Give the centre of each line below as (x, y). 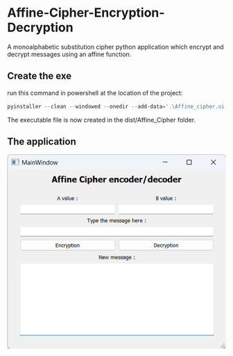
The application (42, 141)
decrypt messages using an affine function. (69, 54)
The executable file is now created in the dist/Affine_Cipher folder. (102, 120)
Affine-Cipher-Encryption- (86, 13)
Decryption (41, 27)
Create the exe (40, 76)
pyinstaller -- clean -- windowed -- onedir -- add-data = (87, 106)
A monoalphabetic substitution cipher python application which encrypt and (115, 47)
